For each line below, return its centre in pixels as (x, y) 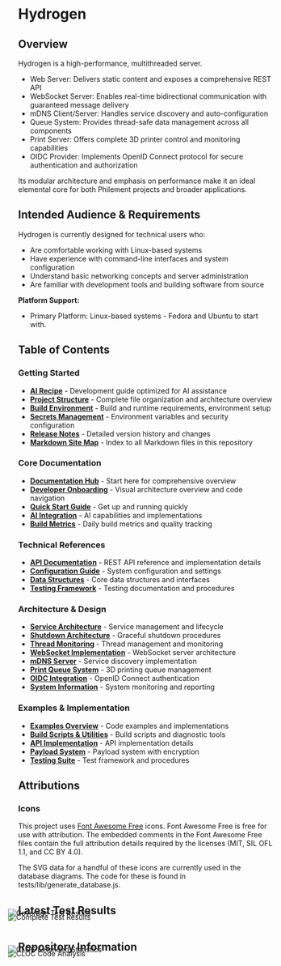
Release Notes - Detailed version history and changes (120, 433)
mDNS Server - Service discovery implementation (113, 662)
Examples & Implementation (74, 708)
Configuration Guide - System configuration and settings (126, 571)
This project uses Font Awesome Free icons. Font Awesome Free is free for (143, 826)
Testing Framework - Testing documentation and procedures (132, 589)
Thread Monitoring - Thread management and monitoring (126, 644)
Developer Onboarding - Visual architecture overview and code (136, 489)
